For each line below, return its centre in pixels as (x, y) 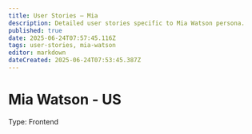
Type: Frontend (33, 121)
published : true (35, 30)
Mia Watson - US (65, 100)
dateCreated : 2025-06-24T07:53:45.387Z (75, 61)
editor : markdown (37, 53)
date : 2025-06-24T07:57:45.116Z (62, 38)
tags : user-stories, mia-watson (62, 45)
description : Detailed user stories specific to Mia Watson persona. (127, 23)
